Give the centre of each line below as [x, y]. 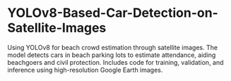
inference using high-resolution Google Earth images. [85, 70]
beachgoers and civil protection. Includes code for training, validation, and [115, 62]
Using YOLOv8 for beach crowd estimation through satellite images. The [112, 47]
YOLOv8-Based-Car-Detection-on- [113, 13]
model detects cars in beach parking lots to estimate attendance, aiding [112, 55]
